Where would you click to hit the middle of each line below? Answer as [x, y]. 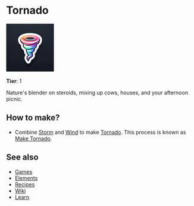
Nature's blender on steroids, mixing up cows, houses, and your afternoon [97, 93]
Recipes [25, 184]
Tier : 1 [14, 81]
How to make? [33, 118]
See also [22, 157]
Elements [26, 178]
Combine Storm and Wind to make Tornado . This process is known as [100, 132]
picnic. [14, 99]
